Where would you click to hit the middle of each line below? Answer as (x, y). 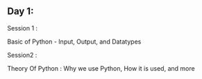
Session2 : (22, 55)
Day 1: (20, 11)
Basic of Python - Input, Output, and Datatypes (74, 42)
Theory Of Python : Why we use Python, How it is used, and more (101, 68)
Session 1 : (23, 28)
